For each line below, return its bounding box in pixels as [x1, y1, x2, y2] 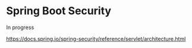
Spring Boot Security [6, 4, 112, 18]
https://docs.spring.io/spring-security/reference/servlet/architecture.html [6, 35, 186, 42]
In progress [6, 24, 34, 31]
